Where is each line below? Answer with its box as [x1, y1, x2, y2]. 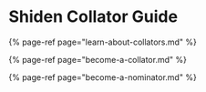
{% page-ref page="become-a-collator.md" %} [8, 54, 188, 65]
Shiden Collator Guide [8, 6, 179, 27]
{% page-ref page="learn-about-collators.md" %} [8, 36, 198, 47]
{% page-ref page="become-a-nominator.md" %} [8, 71, 197, 83]
